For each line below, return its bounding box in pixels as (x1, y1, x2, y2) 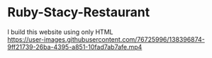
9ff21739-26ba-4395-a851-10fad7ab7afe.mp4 (7, 42, 143, 51)
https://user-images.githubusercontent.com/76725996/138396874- (7, 35, 206, 43)
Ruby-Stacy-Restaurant (7, 4, 150, 21)
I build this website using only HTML (7, 28, 113, 36)
